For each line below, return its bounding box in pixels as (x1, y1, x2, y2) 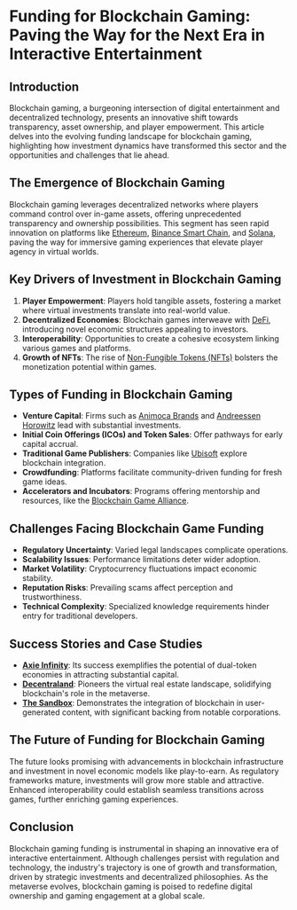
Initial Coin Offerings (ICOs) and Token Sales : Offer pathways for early (21, 429, 284, 440)
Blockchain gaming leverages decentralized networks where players (9, 199, 259, 209)
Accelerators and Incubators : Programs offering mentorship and (21, 486, 261, 497)
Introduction (9, 79, 80, 94)
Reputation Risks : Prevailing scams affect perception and (21, 583, 233, 593)
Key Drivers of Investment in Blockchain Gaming (9, 272, 282, 287)
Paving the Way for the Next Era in (9, 25, 266, 45)
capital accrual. (21, 439, 79, 450)
